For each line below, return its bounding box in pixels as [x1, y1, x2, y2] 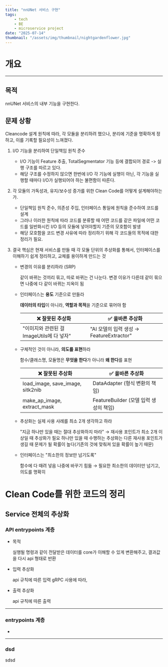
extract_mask [22, 404, 54, 411]
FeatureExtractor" [89, 332, 132, 339]
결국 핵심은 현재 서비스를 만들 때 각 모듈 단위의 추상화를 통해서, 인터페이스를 [12, 247, 161, 253]
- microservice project [14, 26, 64, 31]
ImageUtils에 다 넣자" [22, 332, 71, 339]
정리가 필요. [19, 236, 43, 242]
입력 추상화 [12, 566, 34, 572]
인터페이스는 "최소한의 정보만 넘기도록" [19, 452, 96, 458]
